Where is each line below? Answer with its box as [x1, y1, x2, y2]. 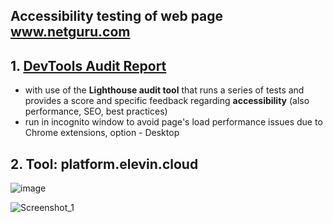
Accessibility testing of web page [10, 8, 224, 25]
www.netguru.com [10, 24, 131, 41]
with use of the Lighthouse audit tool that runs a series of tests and [24, 84, 305, 96]
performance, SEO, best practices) [24, 105, 168, 118]
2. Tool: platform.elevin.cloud [10, 155, 199, 173]
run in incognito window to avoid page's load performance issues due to [24, 116, 323, 128]
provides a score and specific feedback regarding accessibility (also [24, 95, 310, 107]
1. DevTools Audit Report [10, 57, 167, 74]
